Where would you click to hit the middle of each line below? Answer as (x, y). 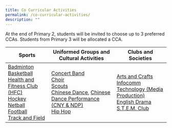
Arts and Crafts (135, 76)
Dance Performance (75, 99)
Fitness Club (23, 86)
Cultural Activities (81, 58)
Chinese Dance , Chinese (81, 92)
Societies (140, 58)
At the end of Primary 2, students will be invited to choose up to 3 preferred (85, 34)
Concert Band (68, 73)
